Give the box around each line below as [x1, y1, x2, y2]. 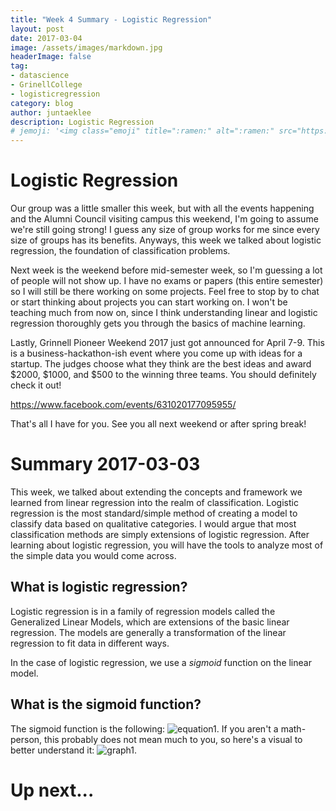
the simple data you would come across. [10, 550, 177, 561]
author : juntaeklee [10, 107, 92, 118]
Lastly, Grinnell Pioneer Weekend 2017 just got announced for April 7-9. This [10, 337, 325, 349]
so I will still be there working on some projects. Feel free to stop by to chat [10, 286, 320, 298]
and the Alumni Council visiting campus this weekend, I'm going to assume [10, 213, 319, 225]
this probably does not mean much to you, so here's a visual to [44, 733, 303, 745]
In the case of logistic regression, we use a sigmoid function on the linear [10, 656, 312, 668]
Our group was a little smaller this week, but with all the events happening [10, 202, 315, 215]
